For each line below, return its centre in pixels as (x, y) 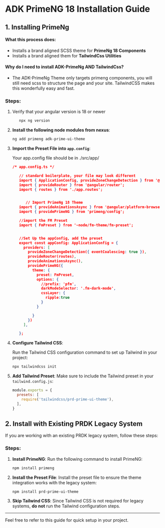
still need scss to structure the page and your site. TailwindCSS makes (83, 83)
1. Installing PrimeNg (37, 27)
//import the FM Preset (43, 221)
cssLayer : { (53, 293)
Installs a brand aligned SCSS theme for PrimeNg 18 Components (79, 51)
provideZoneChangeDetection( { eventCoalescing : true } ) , (87, 252)
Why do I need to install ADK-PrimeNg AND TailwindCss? (65, 67)
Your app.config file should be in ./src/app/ (56, 158)
